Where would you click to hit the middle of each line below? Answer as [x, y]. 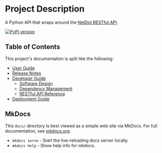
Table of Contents [33, 47]
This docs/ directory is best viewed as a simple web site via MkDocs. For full [81, 126]
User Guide [23, 68]
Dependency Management [46, 89]
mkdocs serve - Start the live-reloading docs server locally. [70, 140]
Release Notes [26, 73]
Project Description [45, 9]
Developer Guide [29, 78]
